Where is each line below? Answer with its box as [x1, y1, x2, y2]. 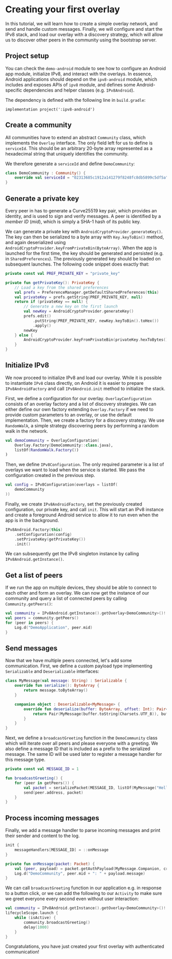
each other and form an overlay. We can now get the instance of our [5, 590, 149, 596]
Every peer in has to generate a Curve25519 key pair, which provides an [5, 208, 157, 213]
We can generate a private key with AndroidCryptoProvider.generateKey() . [5, 229, 163, 234]
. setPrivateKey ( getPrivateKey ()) [14, 536, 86, 542]
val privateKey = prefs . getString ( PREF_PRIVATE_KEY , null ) [14, 294, 143, 300]
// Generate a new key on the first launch [24, 304, 118, 309]
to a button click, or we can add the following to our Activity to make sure [5, 890, 162, 897]
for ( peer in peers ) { [5, 620, 54, 625]
